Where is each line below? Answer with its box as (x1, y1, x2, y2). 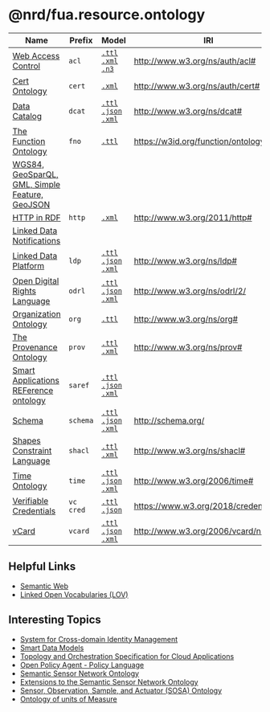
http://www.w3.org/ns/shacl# (133, 444, 246, 456)
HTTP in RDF (12, 211, 61, 223)
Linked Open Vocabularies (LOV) (19, 589, 129, 599)
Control (12, 60, 41, 72)
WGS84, (12, 158, 45, 170)
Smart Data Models (19, 643, 84, 653)
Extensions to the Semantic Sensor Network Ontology (19, 677, 198, 686)
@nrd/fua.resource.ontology (8, 6, 206, 24)
